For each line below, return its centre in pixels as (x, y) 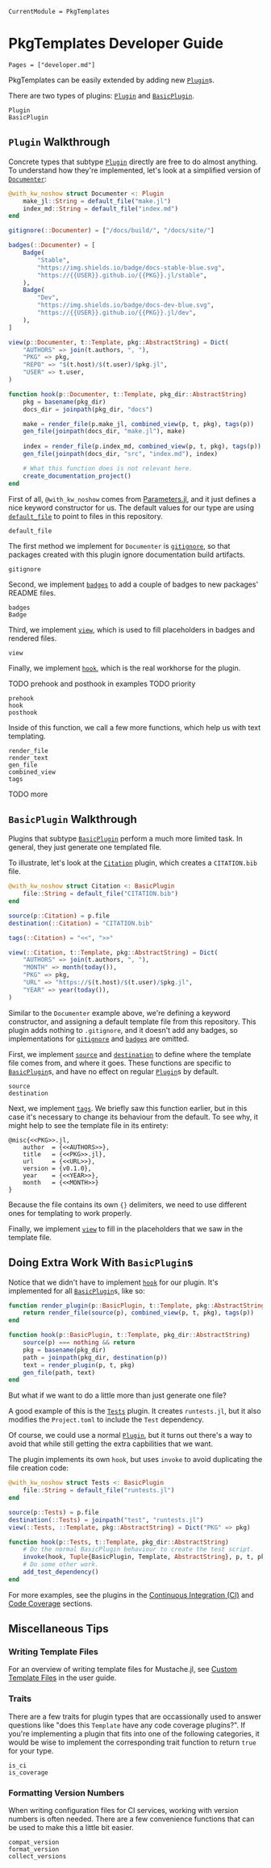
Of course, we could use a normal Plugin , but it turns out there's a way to (130, 1435)
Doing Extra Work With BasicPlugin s (101, 1263)
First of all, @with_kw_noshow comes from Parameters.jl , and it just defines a (132, 499)
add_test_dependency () (61, 1572)
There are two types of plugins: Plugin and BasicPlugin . (102, 95)
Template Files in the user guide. (63, 1678)
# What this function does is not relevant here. (108, 468)
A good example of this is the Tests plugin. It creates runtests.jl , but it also (135, 1411)
